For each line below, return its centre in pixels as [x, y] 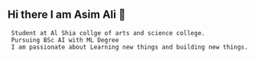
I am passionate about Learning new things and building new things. [130, 47]
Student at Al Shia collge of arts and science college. [108, 33]
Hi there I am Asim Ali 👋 [67, 15]
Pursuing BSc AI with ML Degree [65, 40]
